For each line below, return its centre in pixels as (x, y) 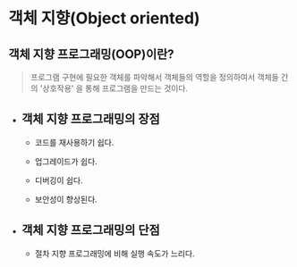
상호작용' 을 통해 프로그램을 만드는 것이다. (115, 88)
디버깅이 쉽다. (59, 180)
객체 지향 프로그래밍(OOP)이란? (92, 54)
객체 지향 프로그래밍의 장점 (90, 119)
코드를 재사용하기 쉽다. (74, 142)
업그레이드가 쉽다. (66, 161)
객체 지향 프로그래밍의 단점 (90, 230)
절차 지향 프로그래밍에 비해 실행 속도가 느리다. (115, 253)
